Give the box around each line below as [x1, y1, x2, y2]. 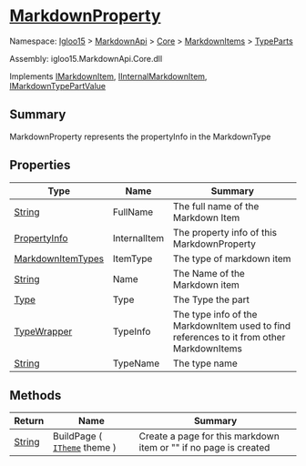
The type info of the [172, 308, 258, 320]
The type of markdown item [172, 252, 291, 265]
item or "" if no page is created [138, 441, 270, 454]
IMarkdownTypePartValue [9, 80, 107, 91]
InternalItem [112, 231, 165, 244]
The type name [172, 357, 239, 370]
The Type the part [172, 293, 250, 306]
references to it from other [172, 330, 286, 343]
